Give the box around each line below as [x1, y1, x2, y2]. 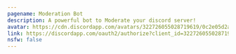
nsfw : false [7, 36, 42, 43]
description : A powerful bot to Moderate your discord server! [7, 17, 197, 24]
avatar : [7, 23, 30, 30]
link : [7, 29, 23, 37]
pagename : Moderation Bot [7, 10, 83, 18]
